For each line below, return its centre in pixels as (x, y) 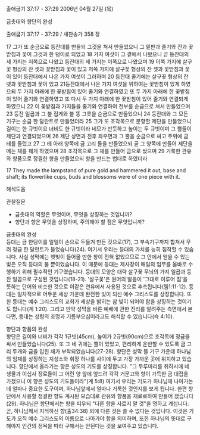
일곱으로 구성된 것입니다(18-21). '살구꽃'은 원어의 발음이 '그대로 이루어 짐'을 (100, 279)
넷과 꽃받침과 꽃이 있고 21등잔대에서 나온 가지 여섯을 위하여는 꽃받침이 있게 (93, 84)
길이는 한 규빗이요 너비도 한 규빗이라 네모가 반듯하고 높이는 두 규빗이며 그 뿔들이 (99, 129)
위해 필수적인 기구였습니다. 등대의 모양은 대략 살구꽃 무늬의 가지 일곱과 (104, 272)
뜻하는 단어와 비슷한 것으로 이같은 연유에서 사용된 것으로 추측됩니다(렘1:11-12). (97, 287)
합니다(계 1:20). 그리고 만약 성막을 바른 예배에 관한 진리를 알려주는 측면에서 (99, 309)
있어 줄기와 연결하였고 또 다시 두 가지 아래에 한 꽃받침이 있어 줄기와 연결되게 (100, 99)
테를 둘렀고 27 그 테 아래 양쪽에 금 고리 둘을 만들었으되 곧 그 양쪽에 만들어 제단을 (99, 144)
